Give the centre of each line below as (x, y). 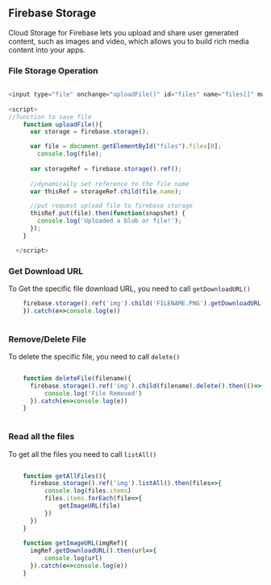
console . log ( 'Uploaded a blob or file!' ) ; (110, 221)
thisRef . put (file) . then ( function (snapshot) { (107, 214)
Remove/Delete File (47, 339)
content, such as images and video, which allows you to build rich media (129, 41)
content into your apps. (47, 50)
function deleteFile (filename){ (77, 378)
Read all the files (42, 437)
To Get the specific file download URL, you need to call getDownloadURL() (129, 288)
